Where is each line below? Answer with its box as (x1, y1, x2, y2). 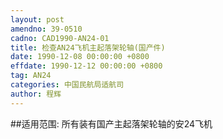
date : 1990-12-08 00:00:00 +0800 (10, 52, 150, 62)
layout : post (10, 14, 65, 25)
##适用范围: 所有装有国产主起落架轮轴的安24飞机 (10, 117, 213, 130)
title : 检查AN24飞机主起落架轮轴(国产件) (10, 42, 166, 53)
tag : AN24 (10, 71, 52, 81)
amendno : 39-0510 (10, 24, 83, 34)
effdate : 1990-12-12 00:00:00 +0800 (10, 61, 163, 71)
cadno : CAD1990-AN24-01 (10, 33, 110, 43)
